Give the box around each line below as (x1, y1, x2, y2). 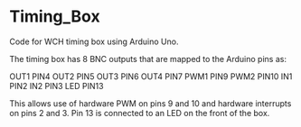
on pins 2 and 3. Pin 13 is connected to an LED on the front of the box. (9, 107, 270, 118)
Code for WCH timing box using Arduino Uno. (9, 36, 179, 47)
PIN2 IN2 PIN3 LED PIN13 (9, 80, 104, 91)
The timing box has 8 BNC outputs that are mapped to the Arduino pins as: (9, 53, 287, 64)
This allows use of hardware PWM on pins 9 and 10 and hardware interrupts (9, 97, 292, 109)
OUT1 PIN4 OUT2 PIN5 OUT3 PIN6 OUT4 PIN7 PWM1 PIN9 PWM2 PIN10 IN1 (9, 70, 293, 82)
